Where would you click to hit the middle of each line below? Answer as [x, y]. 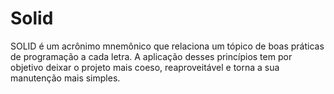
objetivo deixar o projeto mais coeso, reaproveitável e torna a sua [145, 67]
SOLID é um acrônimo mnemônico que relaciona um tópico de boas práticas [167, 46]
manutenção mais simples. [65, 78]
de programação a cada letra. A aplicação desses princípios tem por [151, 56]
